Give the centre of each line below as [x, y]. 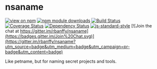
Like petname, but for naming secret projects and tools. [61, 61]
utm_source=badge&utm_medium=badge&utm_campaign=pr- [67, 46]
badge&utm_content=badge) [34, 52]
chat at [12, 31]
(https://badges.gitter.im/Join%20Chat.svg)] [50, 36]
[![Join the [142, 25]
